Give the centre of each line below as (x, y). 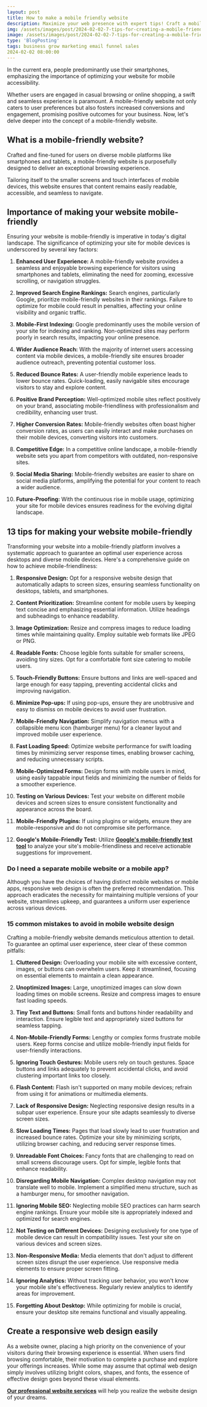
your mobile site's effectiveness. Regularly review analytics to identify (104, 1287)
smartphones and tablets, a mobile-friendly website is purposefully (92, 161)
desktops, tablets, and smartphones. (62, 591)
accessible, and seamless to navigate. (55, 193)
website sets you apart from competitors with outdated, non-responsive (107, 456)
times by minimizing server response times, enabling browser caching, (105, 753)
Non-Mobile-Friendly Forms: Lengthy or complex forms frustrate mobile (108, 1037)
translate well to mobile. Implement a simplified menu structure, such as (107, 1187)
